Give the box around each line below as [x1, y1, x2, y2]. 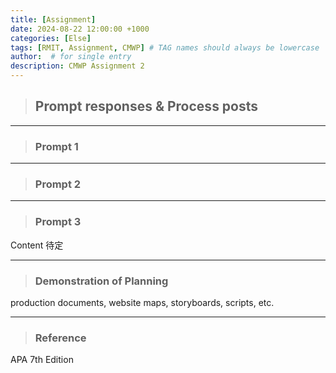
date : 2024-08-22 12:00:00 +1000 [10, 24, 150, 34]
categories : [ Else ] [10, 33, 92, 43]
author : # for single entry [10, 52, 132, 62]
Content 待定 [10, 239, 64, 251]
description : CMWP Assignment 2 [10, 61, 145, 71]
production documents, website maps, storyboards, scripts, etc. [10, 297, 275, 308]
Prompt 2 [34, 177, 82, 191]
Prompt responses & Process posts [34, 98, 259, 115]
